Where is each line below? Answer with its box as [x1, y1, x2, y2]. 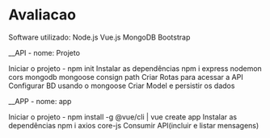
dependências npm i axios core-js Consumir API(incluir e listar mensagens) [8, 120, 259, 130]
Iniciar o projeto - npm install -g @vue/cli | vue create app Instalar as [8, 111, 237, 122]
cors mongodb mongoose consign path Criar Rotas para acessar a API [8, 72, 244, 82]
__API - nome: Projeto [8, 48, 81, 57]
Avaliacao [8, 6, 77, 24]
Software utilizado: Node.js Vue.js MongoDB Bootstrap [8, 32, 191, 42]
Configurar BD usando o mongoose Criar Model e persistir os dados [8, 81, 235, 90]
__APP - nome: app [8, 96, 72, 106]
